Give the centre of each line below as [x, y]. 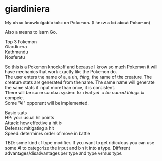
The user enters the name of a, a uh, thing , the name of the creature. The [79, 77]
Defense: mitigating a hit [30, 128]
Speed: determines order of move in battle [48, 133]
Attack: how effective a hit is [34, 123]
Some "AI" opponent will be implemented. [47, 103]
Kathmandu [17, 52]
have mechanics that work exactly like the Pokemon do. [61, 71]
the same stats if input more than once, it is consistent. [60, 87]
